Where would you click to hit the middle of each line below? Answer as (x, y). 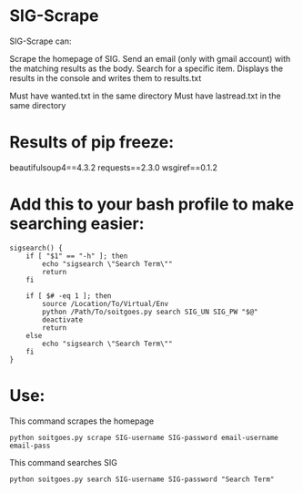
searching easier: (77, 224)
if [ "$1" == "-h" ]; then (77, 256)
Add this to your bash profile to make (151, 205)
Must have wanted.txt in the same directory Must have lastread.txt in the (145, 96)
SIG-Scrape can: (40, 41)
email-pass (30, 446)
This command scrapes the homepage (82, 421)
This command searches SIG (64, 462)
